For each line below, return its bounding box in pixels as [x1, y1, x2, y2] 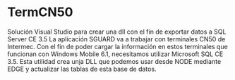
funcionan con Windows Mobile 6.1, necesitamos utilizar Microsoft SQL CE [7, 50, 224, 58]
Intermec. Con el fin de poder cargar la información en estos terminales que [7, 42, 228, 51]
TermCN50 [7, 4, 73, 20]
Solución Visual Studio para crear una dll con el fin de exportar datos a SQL [7, 27, 227, 36]
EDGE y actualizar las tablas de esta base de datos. [7, 65, 157, 73]
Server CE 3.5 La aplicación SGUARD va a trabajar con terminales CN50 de [7, 34, 226, 43]
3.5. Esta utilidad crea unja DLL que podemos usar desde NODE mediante [7, 57, 222, 65]
